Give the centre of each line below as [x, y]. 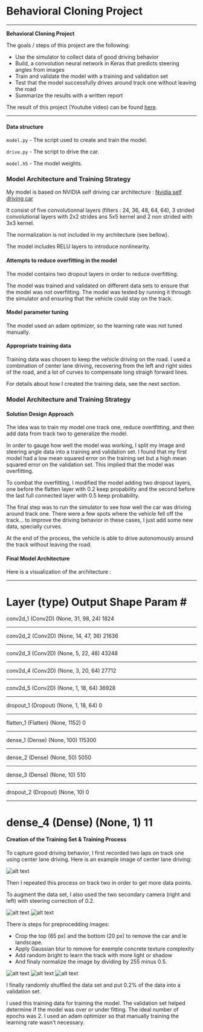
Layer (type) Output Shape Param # [97, 602]
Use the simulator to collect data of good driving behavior [87, 57]
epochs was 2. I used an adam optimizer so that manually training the [93, 1016]
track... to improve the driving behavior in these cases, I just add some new [100, 520]
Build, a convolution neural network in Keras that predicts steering [97, 63]
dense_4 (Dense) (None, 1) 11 [79, 822]
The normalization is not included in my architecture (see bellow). [88, 235]
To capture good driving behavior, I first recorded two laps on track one [95, 853]
